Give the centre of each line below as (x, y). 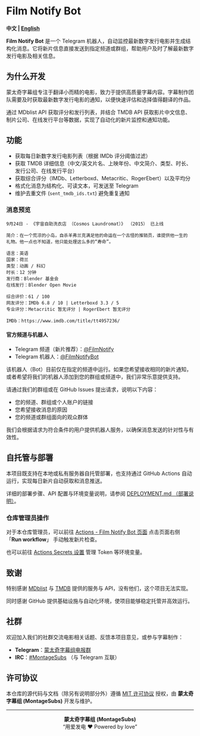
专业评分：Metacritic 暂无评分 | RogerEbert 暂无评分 (68, 309)
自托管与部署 (30, 458)
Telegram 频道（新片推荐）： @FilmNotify (64, 349)
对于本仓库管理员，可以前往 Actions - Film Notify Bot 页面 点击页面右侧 (93, 532)
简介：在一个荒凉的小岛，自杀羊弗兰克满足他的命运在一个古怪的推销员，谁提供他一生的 (97, 235)
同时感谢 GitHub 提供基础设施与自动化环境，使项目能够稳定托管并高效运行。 (100, 600)
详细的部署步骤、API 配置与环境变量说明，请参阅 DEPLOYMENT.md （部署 (97, 493)
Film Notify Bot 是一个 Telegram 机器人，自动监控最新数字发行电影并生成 (96, 41)
